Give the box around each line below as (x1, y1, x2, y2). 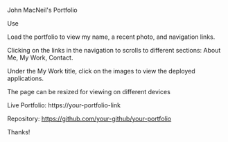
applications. (7, 74, 44, 82)
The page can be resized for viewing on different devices (7, 88, 171, 96)
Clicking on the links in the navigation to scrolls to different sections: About (7, 46, 221, 54)
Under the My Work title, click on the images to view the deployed (7, 67, 195, 75)
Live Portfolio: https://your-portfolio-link (7, 101, 121, 109)
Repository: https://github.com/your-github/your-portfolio (7, 114, 172, 123)
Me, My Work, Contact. (7, 53, 73, 62)
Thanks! (7, 128, 30, 136)
